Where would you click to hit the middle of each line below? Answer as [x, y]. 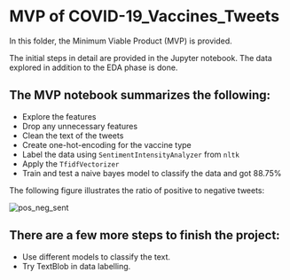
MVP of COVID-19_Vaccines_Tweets [145, 16]
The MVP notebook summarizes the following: [140, 95]
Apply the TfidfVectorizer [71, 163]
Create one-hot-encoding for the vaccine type [107, 144]
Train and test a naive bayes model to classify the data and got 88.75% [152, 173]
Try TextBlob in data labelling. [76, 266]
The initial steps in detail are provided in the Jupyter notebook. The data [141, 58]
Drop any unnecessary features [80, 126]
